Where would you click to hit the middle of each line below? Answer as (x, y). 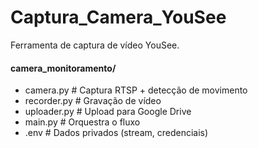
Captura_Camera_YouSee (118, 17)
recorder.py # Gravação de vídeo (93, 101)
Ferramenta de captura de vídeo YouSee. (95, 45)
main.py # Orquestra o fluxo (82, 122)
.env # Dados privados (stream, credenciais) (116, 133)
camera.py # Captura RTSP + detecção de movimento (136, 90)
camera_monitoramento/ (63, 68)
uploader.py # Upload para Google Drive (108, 112)
